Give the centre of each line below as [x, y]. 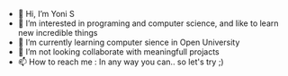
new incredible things [58, 33]
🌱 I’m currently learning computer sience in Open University [129, 42]
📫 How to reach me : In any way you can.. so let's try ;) [121, 62]
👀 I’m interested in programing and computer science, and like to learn [148, 23]
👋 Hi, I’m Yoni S [46, 14]
